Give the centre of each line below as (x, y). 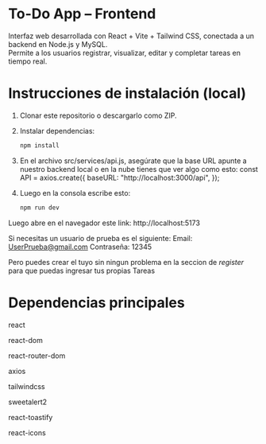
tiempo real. (28, 61)
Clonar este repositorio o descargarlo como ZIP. (98, 115)
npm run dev (39, 208)
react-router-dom (37, 356)
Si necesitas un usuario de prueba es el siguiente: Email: (100, 238)
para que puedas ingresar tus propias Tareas (82, 271)
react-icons (27, 432)
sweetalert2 (28, 402)
